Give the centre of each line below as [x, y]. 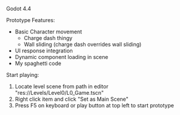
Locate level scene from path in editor [62, 86]
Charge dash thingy [48, 38]
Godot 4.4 [19, 9]
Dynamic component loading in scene [62, 57]
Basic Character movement [48, 32]
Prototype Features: [30, 20]
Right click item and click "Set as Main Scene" [71, 99]
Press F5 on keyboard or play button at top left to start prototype [94, 105]
